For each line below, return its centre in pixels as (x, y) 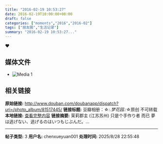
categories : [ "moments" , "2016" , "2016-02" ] (49, 23)
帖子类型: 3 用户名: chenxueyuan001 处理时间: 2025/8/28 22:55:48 (72, 136)
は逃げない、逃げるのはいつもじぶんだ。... (47, 121)
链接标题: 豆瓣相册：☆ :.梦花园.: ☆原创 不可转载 (110, 109)
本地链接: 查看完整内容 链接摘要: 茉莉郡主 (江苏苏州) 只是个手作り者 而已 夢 (80, 115)
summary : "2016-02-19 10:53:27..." (41, 32)
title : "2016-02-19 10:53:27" (36, 9)
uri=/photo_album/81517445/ (34, 109)
